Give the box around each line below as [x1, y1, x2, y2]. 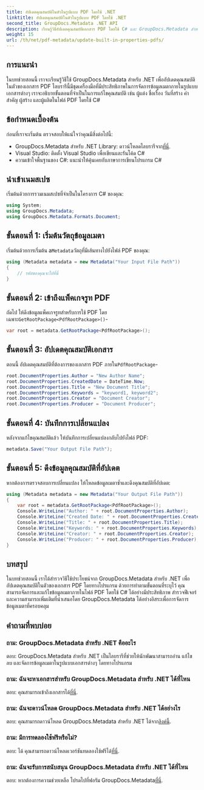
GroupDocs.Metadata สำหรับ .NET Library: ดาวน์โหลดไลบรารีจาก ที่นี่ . [15, 142, 171, 149]
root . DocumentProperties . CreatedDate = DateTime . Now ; [6, 378, 146, 385]
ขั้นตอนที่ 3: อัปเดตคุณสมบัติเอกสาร [6, 345, 114, 355]
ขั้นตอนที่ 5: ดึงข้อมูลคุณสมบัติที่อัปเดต [6, 463, 120, 473]
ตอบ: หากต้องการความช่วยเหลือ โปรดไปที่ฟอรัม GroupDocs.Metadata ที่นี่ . [6, 777, 163, 784]
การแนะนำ [6, 60, 38, 70]
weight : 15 [6, 32, 34, 38]
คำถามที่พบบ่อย [6, 620, 52, 631]
